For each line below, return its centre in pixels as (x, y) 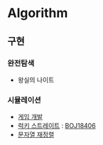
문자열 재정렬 (36, 135)
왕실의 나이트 (36, 80)
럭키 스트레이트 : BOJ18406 (56, 126)
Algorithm (38, 13)
